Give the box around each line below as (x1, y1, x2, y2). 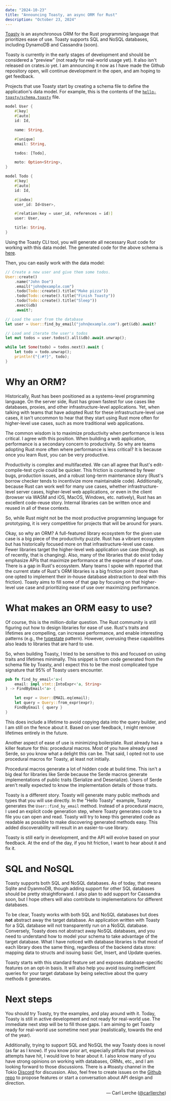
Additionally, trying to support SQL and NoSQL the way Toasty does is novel (5, 1042, 165, 1048)
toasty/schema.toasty (5, 95, 52, 100)
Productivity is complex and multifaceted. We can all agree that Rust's (5, 461, 153, 467)
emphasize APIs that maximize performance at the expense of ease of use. (5, 557, 163, 563)
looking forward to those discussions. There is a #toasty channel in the (5, 1063, 155, 1069)
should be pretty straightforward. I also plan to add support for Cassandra (5, 891, 161, 897)
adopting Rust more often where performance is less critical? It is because (5, 446, 162, 452)
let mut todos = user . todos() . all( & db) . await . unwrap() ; (5, 335, 127, 341)
